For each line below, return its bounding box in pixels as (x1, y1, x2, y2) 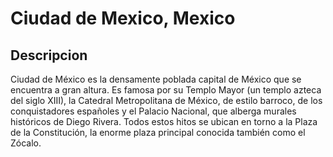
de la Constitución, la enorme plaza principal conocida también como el (10, 127, 306, 138)
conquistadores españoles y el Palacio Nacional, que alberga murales (10, 105, 297, 117)
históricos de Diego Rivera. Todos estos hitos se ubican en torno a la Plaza (10, 116, 318, 127)
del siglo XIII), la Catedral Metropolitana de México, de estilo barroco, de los (10, 95, 323, 106)
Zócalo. (10, 137, 42, 149)
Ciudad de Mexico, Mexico (10, 7, 236, 30)
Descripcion (10, 47, 88, 64)
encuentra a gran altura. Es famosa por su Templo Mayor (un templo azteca (10, 84, 322, 96)
